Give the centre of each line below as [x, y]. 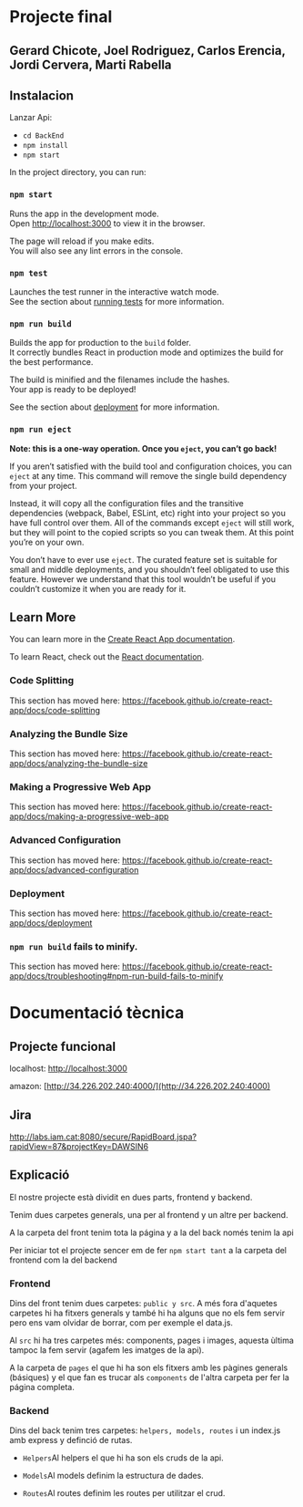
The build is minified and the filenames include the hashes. [120, 379]
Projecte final [61, 17]
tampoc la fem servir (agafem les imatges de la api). [107, 1350]
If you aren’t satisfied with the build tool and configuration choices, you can [151, 466]
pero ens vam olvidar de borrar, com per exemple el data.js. [121, 1323]
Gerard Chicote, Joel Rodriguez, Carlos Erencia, [147, 51]
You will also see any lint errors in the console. [96, 250]
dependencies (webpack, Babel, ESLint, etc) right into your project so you [148, 513]
